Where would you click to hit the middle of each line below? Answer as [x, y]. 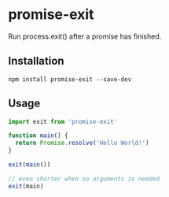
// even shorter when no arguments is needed [84, 179]
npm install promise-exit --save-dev [70, 79]
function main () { [38, 136]
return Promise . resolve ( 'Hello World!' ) [82, 143]
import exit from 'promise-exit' [63, 121]
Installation [36, 61]
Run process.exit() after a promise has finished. [85, 36]
